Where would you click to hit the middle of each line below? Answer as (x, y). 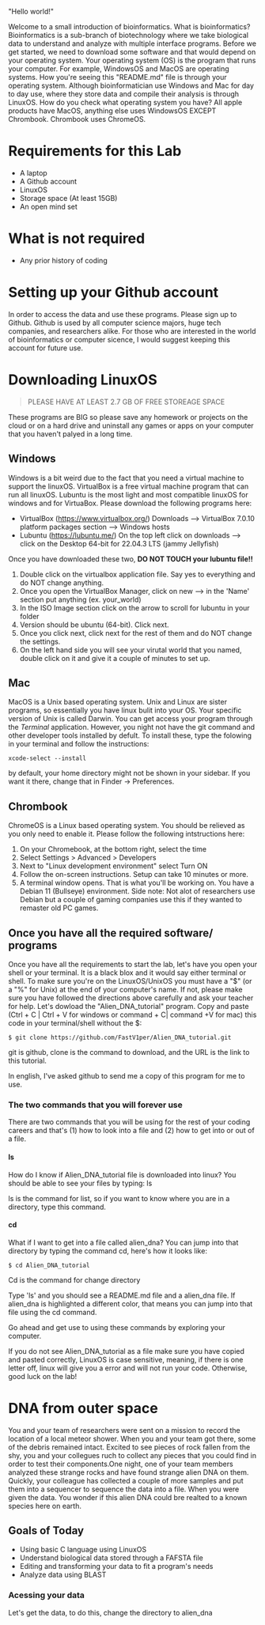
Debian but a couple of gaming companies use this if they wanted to (131, 900)
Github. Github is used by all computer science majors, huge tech (115, 323)
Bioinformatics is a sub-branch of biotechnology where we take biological (129, 35)
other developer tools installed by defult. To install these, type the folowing (130, 735)
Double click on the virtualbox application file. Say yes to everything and (137, 574)
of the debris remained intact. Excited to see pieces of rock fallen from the (129, 1447)
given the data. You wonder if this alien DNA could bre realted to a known (128, 1497)
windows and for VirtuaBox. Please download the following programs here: (130, 503)
